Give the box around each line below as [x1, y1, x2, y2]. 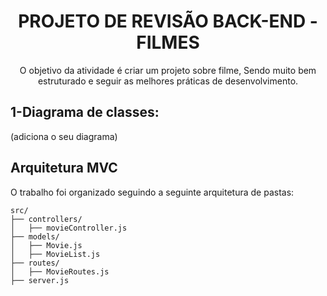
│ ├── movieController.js [10, 223, 128, 233]
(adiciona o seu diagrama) [10, 130, 118, 142]
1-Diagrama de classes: [10, 104, 160, 121]
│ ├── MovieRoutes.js [10, 266, 110, 277]
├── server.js [10, 275, 70, 285]
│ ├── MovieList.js [10, 249, 101, 259]
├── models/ [10, 231, 60, 242]
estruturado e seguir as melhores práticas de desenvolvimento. [37, 75, 299, 87]
